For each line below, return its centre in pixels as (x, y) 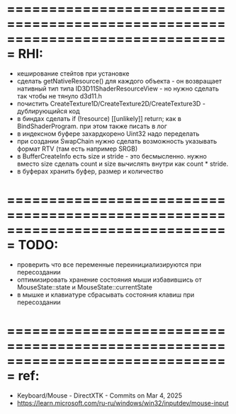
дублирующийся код (48, 111)
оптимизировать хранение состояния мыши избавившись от (109, 280)
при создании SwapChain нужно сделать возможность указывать (117, 141)
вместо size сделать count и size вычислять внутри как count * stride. (123, 163)
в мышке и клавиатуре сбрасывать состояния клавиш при (106, 294)
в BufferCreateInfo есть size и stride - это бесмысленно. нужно (112, 156)
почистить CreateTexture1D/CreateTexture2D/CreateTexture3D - (111, 103)
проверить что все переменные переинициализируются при (109, 264)
